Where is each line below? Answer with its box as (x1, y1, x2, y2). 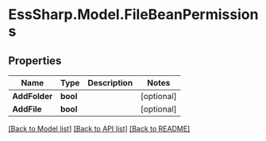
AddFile (12, 104, 42, 114)
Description (87, 78, 133, 88)
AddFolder (12, 91, 53, 101)
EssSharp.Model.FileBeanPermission (8, 6, 259, 24)
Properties (8, 54, 62, 67)
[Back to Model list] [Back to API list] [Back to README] (8, 124, 191, 133)
